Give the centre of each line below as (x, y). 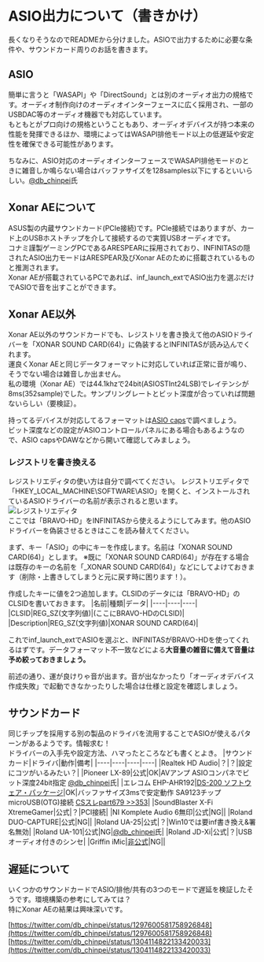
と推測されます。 (35, 267)
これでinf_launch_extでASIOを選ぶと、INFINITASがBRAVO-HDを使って (122, 640)
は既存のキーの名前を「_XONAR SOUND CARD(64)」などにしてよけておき (128, 566)
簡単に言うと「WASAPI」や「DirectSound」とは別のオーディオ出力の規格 (127, 95)
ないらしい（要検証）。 (44, 403)
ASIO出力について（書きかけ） (107, 16)
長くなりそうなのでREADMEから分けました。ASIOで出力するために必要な (127, 39)
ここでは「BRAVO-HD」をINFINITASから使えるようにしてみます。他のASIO (130, 520)
